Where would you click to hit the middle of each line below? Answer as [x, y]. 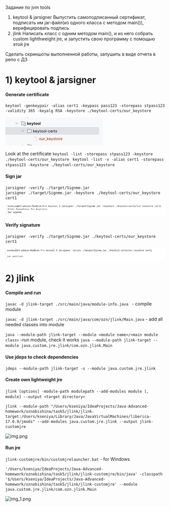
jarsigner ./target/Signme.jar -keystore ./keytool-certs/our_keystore [83, 193]
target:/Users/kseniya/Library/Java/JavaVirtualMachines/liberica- [78, 416]
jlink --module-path [27, 406]
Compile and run [23, 293]
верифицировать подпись [41, 28]
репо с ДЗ [17, 60]
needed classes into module [35, 325]
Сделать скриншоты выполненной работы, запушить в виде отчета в [81, 54]
